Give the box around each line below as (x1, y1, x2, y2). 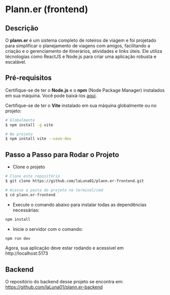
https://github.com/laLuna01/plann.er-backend (5, 284, 103, 290)
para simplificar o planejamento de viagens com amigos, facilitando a (5, 43, 151, 49)
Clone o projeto (12, 164, 45, 170)
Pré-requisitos (5, 74, 52, 82)
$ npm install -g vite (5, 122, 53, 128)
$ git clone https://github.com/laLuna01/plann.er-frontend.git (5, 179, 144, 184)
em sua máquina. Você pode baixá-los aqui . (5, 93, 97, 99)
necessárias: (12, 207, 40, 213)
